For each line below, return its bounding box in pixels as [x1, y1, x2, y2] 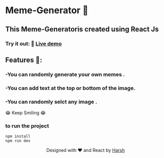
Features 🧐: [5, 55, 42, 64]
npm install [5, 134, 31, 139]
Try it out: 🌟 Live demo [5, 40, 62, 47]
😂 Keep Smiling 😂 [5, 110, 46, 116]
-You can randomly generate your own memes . [5, 71, 125, 78]
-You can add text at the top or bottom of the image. [5, 84, 136, 91]
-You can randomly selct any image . [5, 98, 98, 105]
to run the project [5, 122, 49, 129]
